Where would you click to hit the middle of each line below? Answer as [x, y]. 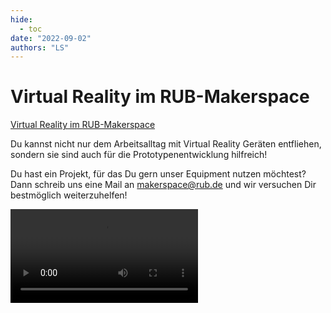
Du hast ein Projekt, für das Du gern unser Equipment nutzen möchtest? [158, 174]
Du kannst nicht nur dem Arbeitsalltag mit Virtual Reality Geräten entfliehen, [166, 144]
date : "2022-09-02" [51, 38]
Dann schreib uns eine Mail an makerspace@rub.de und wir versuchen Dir [163, 185]
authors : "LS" [40, 47]
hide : [21, 19]
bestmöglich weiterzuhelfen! [69, 195]
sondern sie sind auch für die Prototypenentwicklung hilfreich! [139, 155]
